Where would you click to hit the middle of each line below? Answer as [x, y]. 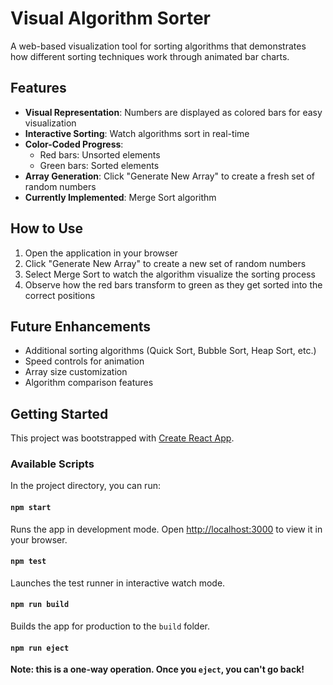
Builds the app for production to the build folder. [110, 626]
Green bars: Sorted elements [99, 165]
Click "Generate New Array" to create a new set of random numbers [165, 263]
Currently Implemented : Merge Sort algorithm [120, 197]
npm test [28, 562]
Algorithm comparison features [89, 383]
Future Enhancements [81, 326]
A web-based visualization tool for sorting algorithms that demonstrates [158, 46]
